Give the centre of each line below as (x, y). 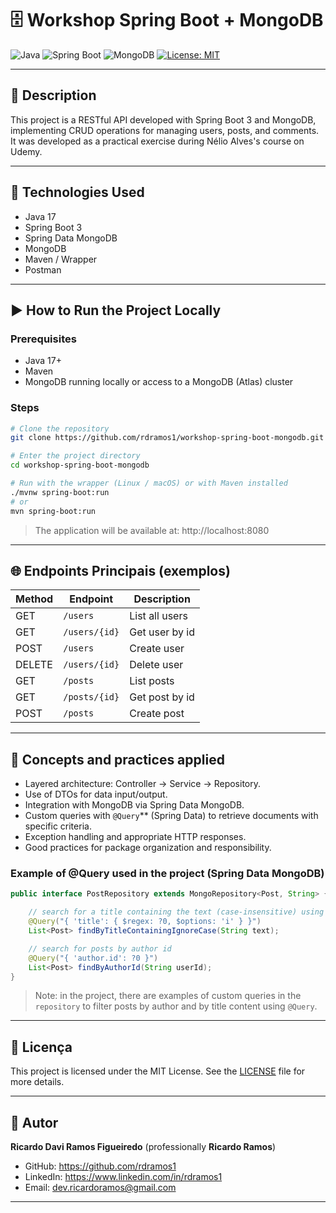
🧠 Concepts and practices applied (117, 759)
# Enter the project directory (75, 456)
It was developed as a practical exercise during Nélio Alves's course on (157, 141)
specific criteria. (58, 826)
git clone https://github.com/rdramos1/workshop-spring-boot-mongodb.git (167, 438)
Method (34, 599)
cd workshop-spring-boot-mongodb (80, 465)
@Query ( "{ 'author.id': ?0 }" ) (93, 958)
